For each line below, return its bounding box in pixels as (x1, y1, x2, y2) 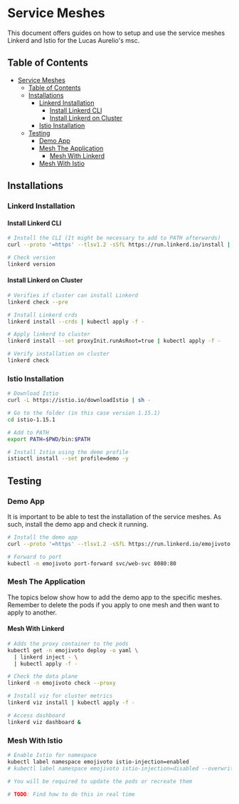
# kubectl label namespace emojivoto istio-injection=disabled (7, 765, 199, 772)
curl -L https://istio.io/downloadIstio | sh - (7, 397, 152, 404)
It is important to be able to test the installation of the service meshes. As (7, 512, 222, 521)
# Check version (7, 254, 55, 262)
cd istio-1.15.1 (7, 416, 55, 423)
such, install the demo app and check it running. (7, 520, 149, 528)
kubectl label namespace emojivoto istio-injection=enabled (7, 758, 190, 766)
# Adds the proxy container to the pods (7, 640, 129, 647)
